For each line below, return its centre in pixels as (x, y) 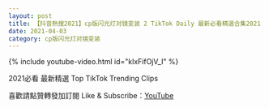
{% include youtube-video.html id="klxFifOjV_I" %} (94, 62)
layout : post (30, 16)
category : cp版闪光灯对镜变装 (55, 39)
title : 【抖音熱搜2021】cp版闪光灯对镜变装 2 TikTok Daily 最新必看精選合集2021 (134, 24)
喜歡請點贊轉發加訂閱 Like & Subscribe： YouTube (91, 96)
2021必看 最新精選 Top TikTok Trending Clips (83, 79)
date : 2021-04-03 (38, 31)
